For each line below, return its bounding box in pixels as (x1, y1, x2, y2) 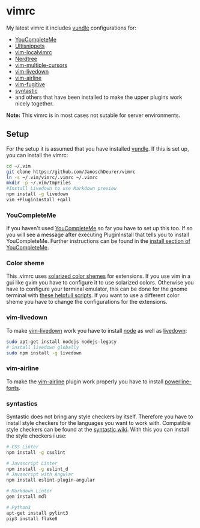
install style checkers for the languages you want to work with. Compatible (6, 419, 191, 426)
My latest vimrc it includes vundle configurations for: (6, 24, 137, 31)
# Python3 (6, 504, 31, 511)
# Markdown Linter (6, 488, 52, 494)
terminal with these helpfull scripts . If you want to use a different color (6, 292, 180, 299)
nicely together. (14, 99, 54, 107)
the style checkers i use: (6, 432, 67, 439)
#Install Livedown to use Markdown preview (6, 186, 117, 192)
